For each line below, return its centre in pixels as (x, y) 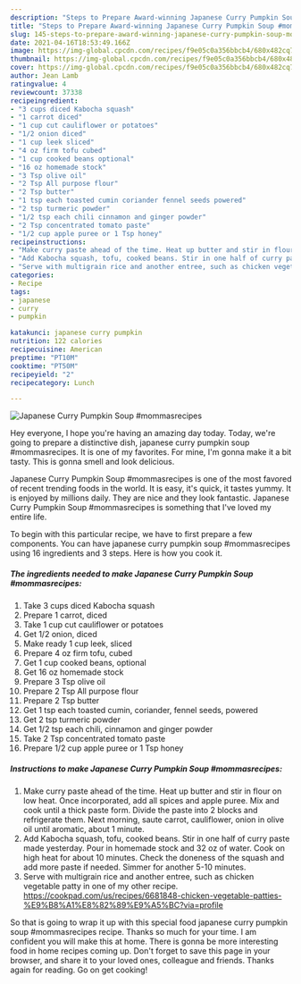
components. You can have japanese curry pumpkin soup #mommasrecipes (150, 544)
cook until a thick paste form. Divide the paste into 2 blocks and (140, 811)
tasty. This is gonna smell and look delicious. (92, 462)
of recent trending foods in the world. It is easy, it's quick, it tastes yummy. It (150, 489)
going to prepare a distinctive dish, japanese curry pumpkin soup (130, 442)
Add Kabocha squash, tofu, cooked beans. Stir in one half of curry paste (156, 839)
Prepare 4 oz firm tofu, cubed (78, 653)
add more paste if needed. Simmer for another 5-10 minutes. (134, 867)
